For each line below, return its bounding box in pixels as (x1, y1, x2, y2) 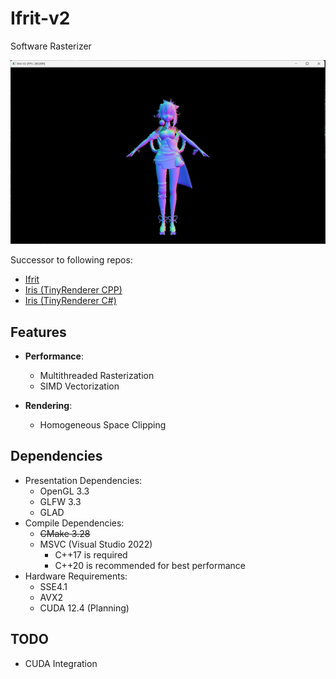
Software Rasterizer (10, 40, 92, 52)
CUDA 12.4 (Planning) (39, 602, 130, 614)
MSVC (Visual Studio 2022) (39, 538, 153, 550)
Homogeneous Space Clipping (39, 419, 167, 431)
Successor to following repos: (10, 254, 133, 266)
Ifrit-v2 (10, 7, 71, 30)
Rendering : (24, 400, 73, 412)
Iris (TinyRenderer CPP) (24, 284, 123, 296)
